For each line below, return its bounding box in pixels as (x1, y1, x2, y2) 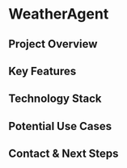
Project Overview (8, 37, 98, 51)
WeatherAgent (8, 5, 109, 23)
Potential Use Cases (8, 119, 112, 133)
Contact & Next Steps (8, 147, 119, 161)
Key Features (8, 64, 77, 78)
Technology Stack (8, 92, 102, 106)
